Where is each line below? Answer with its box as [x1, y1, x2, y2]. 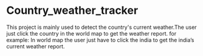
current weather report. [6, 43, 65, 50]
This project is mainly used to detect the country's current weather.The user [6, 23, 197, 31]
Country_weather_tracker [6, 4, 139, 17]
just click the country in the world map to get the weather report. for [6, 30, 177, 37]
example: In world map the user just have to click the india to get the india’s [6, 36, 194, 43]
